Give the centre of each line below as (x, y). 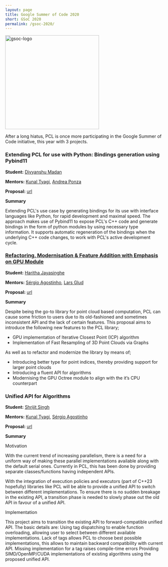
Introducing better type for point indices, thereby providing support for (85, 362)
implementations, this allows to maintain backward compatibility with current (84, 543)
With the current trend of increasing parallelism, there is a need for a (76, 456)
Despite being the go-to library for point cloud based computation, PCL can (83, 312)
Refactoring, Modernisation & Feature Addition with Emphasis (82, 255)
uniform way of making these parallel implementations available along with (82, 461)
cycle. (11, 242)
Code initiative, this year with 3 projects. (47, 142)
